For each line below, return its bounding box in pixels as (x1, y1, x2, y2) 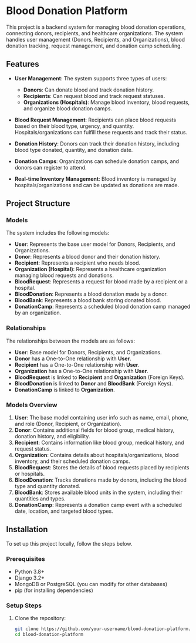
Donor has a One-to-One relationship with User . (14, 355, 132, 362)
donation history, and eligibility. (14, 433, 90, 440)
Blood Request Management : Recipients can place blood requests (14, 116, 177, 123)
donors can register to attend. (14, 164, 87, 171)
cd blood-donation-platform (14, 632, 83, 638)
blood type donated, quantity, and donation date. (14, 146, 133, 153)
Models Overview (6, 401, 58, 409)
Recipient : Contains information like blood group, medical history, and (14, 439, 184, 446)
